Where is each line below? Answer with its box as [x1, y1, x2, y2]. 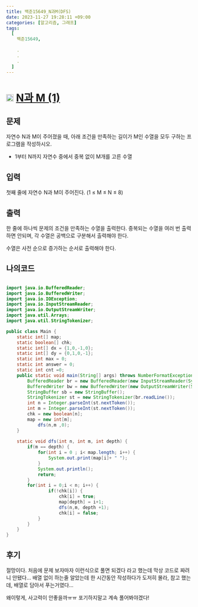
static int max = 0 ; [16, 356, 67, 362]
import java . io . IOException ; [6, 296, 78, 302]
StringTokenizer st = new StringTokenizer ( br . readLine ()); [27, 395, 176, 401]
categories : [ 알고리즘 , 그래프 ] [6, 20, 77, 25]
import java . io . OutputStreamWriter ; [6, 307, 96, 313]
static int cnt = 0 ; [16, 367, 65, 373]
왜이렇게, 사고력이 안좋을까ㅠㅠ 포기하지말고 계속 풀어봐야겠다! [6, 594, 150, 601]
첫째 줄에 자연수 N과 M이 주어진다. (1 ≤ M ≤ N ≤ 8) [6, 189, 124, 196]
